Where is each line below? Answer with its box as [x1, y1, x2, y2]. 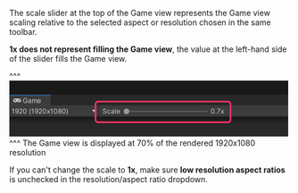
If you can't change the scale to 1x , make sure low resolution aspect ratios [9, 164, 286, 175]
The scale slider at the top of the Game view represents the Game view [9, 8, 270, 18]
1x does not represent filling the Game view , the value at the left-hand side [9, 44, 287, 55]
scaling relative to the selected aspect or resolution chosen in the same [9, 17, 272, 28]
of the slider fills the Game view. [9, 54, 128, 63]
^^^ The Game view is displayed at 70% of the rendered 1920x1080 [9, 138, 256, 148]
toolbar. [9, 27, 37, 37]
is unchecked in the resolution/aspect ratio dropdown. [9, 174, 208, 184]
